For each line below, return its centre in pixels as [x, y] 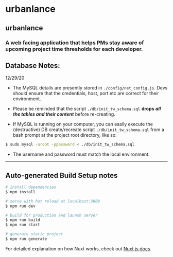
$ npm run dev [21, 206]
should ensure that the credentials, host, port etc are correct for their [86, 94]
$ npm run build [23, 220]
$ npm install [21, 192]
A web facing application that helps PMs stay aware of [75, 43]
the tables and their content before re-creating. [64, 114]
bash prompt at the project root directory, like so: [65, 135]
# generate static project [34, 234]
